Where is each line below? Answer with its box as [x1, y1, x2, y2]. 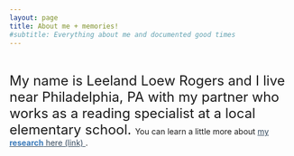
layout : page [9, 13, 59, 23]
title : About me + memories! [9, 22, 119, 31]
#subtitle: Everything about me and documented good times [9, 30, 236, 39]
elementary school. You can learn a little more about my [9, 121, 270, 139]
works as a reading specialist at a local [9, 105, 256, 123]
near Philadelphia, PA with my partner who [9, 88, 280, 106]
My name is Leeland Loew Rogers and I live [9, 72, 286, 90]
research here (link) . [9, 137, 88, 149]
